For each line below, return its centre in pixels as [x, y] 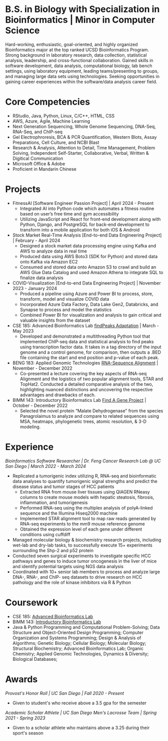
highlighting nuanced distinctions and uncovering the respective [86, 389]
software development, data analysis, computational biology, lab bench [79, 66]
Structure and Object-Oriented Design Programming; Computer [78, 632]
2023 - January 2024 [35, 288]
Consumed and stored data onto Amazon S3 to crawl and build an [88, 267]
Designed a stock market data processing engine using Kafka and [88, 245]
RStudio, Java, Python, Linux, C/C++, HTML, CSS [63, 116]
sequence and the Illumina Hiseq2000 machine [69, 513]
